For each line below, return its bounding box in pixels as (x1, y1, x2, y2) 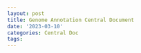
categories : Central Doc (7, 29, 79, 36)
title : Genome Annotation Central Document (7, 17, 135, 23)
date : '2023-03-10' (7, 23, 64, 30)
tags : (7, 36, 23, 43)
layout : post (7, 10, 45, 17)
